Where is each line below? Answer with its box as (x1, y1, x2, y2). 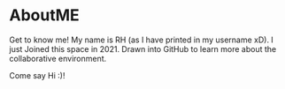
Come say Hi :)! (9, 70, 65, 80)
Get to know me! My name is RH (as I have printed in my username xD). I (9, 34, 274, 45)
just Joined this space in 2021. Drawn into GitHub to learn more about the (9, 43, 277, 54)
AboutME (9, 5, 80, 26)
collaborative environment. (9, 53, 107, 63)
